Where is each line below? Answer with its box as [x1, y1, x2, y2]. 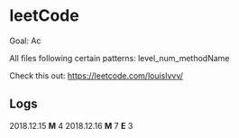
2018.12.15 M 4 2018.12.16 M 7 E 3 [9, 120, 133, 131]
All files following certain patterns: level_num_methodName [9, 52, 230, 63]
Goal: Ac [9, 35, 41, 46]
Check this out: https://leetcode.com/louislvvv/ [9, 69, 183, 81]
